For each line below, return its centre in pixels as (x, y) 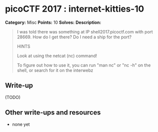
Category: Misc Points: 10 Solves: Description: (53, 22)
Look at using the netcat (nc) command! (57, 56)
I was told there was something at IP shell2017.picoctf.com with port (85, 32)
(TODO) (13, 97)
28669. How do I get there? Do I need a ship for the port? (74, 37)
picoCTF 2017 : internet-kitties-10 (75, 9)
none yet (21, 124)
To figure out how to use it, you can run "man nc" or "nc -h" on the (84, 65)
